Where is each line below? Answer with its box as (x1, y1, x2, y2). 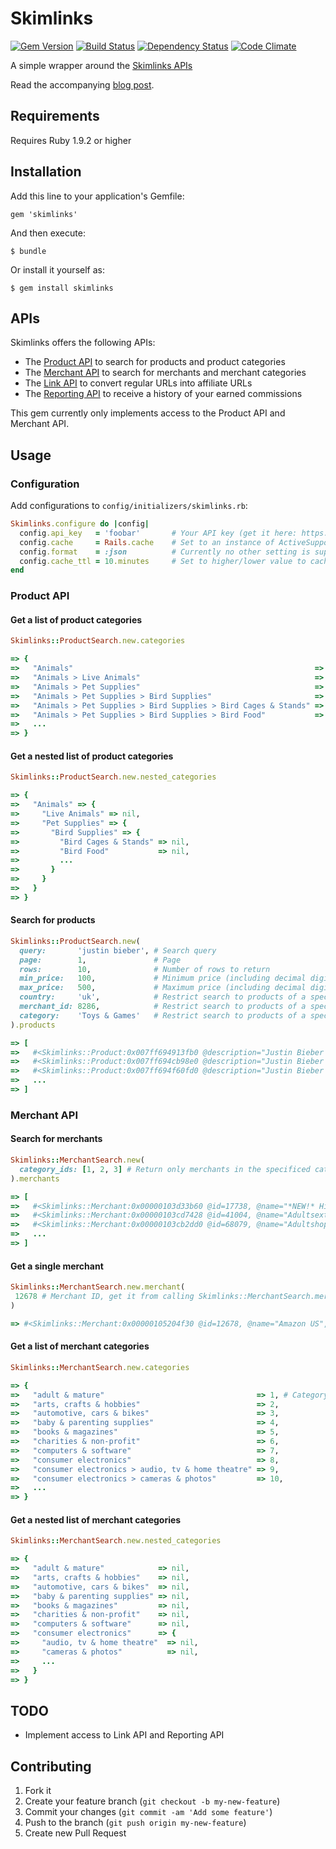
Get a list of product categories (10, 613, 143, 626)
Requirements (10, 108, 100, 125)
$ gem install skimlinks (10, 283, 114, 293)
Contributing (10, 1758, 92, 1775)
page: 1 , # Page (19, 955, 182, 965)
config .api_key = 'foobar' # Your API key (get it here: (19, 528, 298, 538)
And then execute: (10, 227, 86, 239)
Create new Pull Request (24, 1827, 127, 1839)
